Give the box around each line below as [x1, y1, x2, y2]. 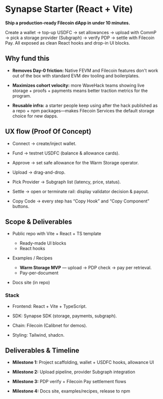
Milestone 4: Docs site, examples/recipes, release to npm [12, 388, 130, 394]
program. [12, 93, 31, 99]
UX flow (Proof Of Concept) [5, 127, 91, 136]
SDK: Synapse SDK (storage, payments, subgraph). [12, 313, 117, 319]
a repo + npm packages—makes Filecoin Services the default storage [12, 107, 155, 113]
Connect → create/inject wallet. [12, 140, 77, 147]
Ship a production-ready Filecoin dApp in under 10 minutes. [5, 20, 130, 26]
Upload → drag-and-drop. [12, 169, 66, 175]
